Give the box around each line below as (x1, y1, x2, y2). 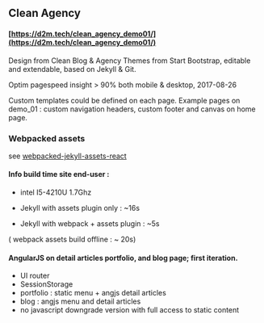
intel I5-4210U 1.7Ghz (19, 187, 92, 197)
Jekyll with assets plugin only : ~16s (19, 203, 140, 213)
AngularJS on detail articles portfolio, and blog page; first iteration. (8, 253, 238, 262)
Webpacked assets (8, 132, 86, 144)
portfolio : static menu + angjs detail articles (19, 288, 167, 298)
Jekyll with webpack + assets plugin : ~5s (19, 219, 160, 229)
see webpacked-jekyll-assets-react (8, 151, 127, 161)
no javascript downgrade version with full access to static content (19, 305, 240, 315)
